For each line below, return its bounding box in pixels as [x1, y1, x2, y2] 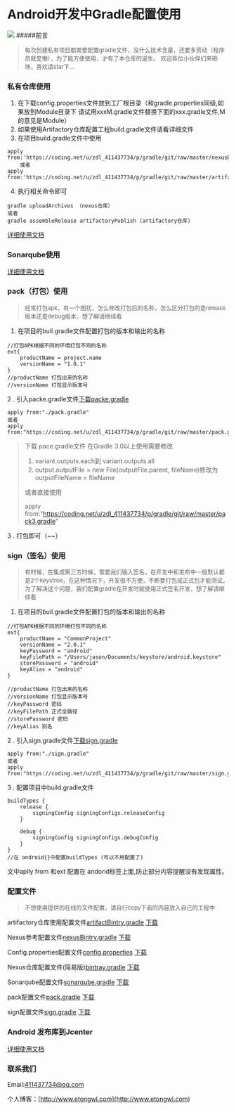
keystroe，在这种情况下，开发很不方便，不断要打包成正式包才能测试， [39, 576, 229, 584]
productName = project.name [20, 354, 102, 361]
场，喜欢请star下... [24, 63, 75, 70]
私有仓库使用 [7, 82, 51, 91]
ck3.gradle [24, 517, 56, 525]
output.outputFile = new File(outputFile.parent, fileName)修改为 [34, 465, 218, 474]
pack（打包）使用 [7, 286, 68, 296]
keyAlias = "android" [20, 666, 83, 673]
